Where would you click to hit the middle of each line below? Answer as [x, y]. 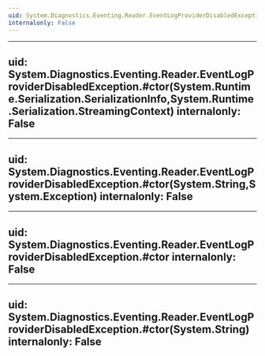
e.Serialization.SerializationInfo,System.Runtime [131, 99]
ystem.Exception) [53, 197]
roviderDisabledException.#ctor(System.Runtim [129, 86]
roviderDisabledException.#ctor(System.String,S [132, 184]
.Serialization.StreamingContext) [91, 111]
